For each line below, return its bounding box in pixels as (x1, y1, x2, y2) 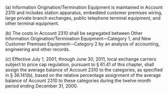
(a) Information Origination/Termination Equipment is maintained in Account (5, 5, 163, 10)
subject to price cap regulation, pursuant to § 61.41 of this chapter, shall (5, 62, 154, 67)
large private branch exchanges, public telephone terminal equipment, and (5, 15, 161, 21)
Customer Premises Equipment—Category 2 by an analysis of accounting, (5, 41, 160, 47)
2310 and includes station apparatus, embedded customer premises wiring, (5, 10, 163, 16)
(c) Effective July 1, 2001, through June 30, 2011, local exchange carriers (5, 56, 156, 62)
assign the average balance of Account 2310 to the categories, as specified (5, 67, 163, 73)
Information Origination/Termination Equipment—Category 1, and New (5, 35, 151, 41)
